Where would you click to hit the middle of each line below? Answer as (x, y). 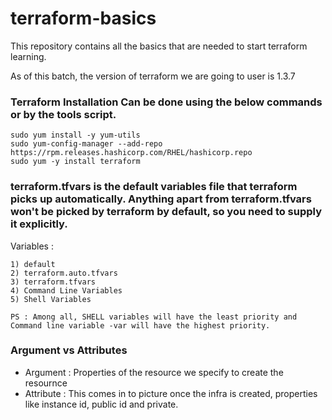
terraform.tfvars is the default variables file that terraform (154, 187)
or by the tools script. (63, 114)
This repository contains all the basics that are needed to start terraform (159, 46)
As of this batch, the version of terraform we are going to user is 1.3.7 (153, 76)
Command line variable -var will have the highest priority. (140, 325)
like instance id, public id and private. (101, 404)
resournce (46, 383)
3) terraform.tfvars (53, 282)
